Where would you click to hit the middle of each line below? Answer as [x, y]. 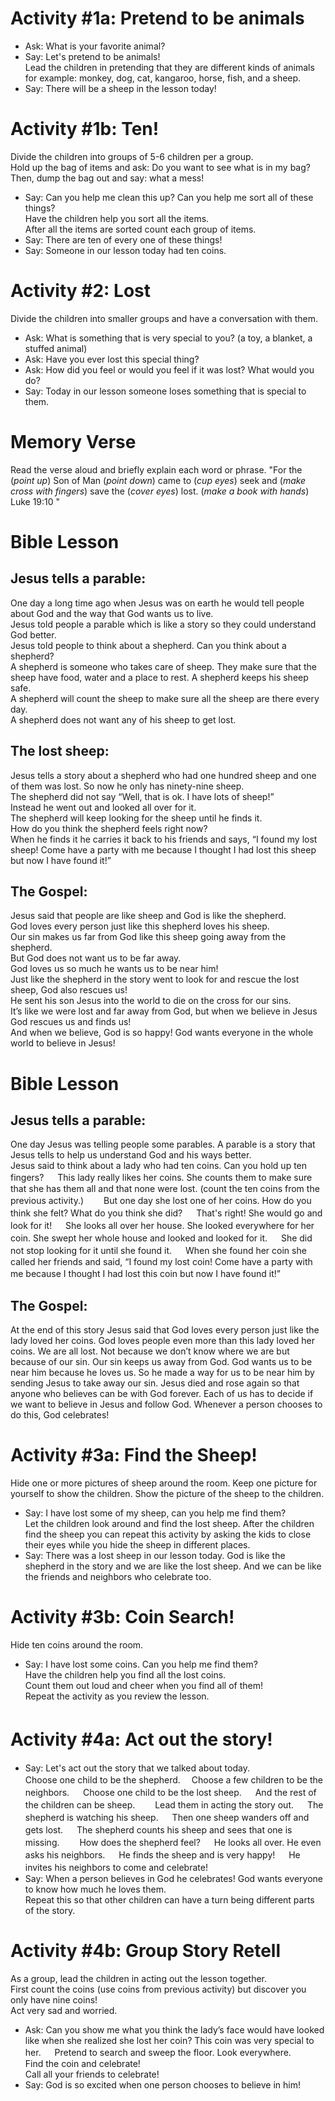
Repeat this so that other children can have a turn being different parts [169, 1900]
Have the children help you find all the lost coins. [125, 1675]
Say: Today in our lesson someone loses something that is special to [165, 391]
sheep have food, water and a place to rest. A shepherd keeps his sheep [159, 677]
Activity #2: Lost [81, 291]
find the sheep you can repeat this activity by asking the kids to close [168, 1534]
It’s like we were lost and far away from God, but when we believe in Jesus [164, 1011]
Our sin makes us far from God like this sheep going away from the [148, 937]
